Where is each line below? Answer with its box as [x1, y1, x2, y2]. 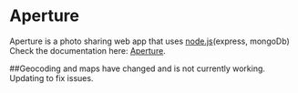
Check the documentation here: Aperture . [9, 45, 166, 56]
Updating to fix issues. [9, 72, 94, 83]
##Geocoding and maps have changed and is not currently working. [9, 63, 266, 74]
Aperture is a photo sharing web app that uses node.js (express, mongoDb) [9, 36, 290, 46]
